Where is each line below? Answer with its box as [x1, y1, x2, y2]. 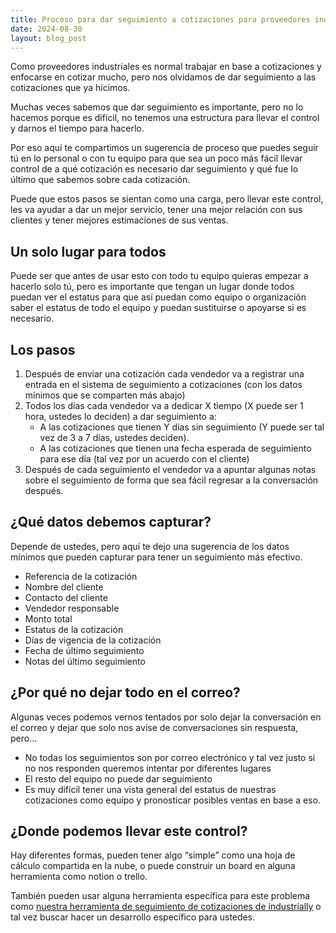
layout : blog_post [10, 33, 87, 43]
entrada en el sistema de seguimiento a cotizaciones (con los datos [24, 379, 303, 390]
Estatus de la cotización [24, 623, 124, 635]
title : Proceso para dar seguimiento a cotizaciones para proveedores [10, 14, 311, 25]
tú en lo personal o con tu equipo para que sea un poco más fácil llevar [10, 152, 303, 165]
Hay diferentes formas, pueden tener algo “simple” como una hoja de [10, 849, 296, 861]
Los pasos [10, 341, 76, 358]
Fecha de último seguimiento [24, 644, 145, 656]
